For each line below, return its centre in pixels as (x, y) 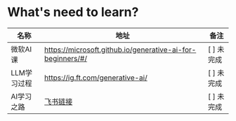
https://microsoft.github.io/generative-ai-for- (120, 50)
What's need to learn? (73, 12)
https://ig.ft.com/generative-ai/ (96, 78)
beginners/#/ (66, 58)
